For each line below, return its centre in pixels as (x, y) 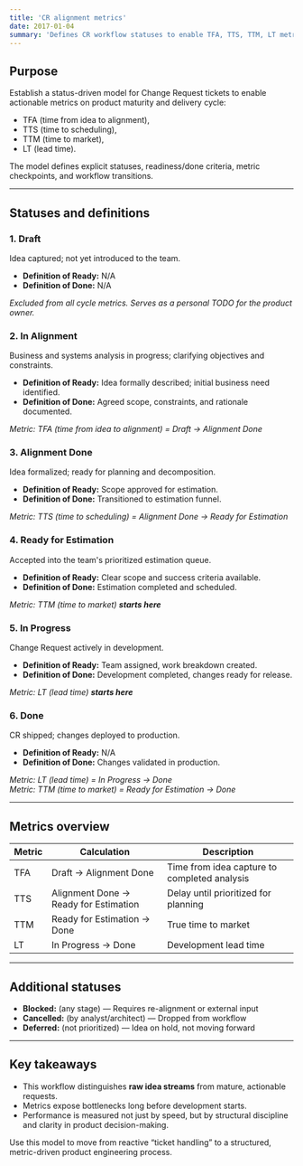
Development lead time (216, 945)
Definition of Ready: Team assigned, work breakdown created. (140, 665)
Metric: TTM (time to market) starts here (85, 604)
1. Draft (25, 239)
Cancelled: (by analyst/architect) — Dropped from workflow (134, 1018)
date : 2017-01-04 (42, 26)
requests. (40, 1095)
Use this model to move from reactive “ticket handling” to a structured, (141, 1142)
